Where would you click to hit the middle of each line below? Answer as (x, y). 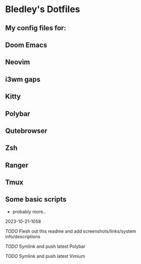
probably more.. (29, 212)
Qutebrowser (26, 130)
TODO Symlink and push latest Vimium (45, 256)
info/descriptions (23, 236)
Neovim (18, 62)
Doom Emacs (26, 45)
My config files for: (36, 28)
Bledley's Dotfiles (43, 9)
